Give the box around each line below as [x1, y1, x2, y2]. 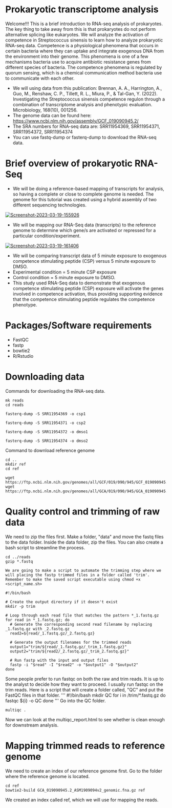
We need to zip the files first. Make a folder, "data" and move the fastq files [5, 533, 164, 540]
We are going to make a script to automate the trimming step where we [5, 568, 161, 573]
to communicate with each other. [5, 75, 75, 81]
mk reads [5, 398, 24, 403]
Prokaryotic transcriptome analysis [5, 4, 159, 15]
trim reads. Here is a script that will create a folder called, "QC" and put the [5, 686, 164, 692]
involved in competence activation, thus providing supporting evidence [12, 291, 163, 297]
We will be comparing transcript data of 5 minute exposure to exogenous [12, 253, 167, 259]
